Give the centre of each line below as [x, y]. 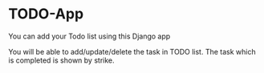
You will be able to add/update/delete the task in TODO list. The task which [132, 51]
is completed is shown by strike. [61, 60]
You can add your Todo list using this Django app [89, 36]
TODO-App [46, 14]
